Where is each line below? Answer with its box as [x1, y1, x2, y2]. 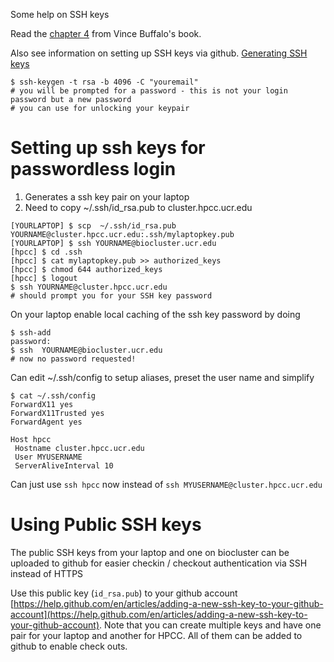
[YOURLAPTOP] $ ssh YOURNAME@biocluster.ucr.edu [10, 238, 217, 248]
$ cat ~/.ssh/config [10, 390, 97, 401]
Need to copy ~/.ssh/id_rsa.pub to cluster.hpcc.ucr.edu [24, 201, 253, 213]
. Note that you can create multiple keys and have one [99, 619, 322, 631]
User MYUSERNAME [14, 452, 83, 462]
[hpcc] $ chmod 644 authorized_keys [10, 264, 163, 274]
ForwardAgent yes [10, 417, 83, 427]
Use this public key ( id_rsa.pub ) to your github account [10, 587, 238, 599]
